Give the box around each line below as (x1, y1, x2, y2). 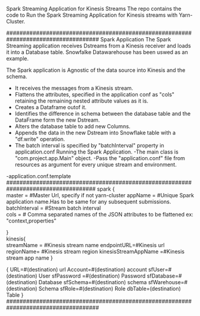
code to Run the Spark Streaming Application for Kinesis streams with (6, 11, 178, 19)
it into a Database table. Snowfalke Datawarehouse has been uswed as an (6, 49, 188, 56)
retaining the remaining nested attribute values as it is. (14, 97, 149, 104)
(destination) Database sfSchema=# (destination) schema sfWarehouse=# (6, 279, 188, 285)
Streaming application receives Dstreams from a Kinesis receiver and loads (6, 42, 191, 49)
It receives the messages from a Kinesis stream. (14, 85, 133, 92)
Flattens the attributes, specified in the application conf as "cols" (14, 91, 175, 98)
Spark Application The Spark (100, 36, 171, 43)
